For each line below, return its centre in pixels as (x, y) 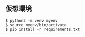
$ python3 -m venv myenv (31, 21)
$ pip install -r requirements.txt (43, 29)
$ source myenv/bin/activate (36, 25)
